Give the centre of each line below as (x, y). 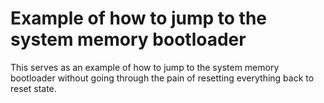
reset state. (33, 88)
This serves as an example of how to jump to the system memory (145, 67)
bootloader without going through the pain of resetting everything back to (162, 78)
